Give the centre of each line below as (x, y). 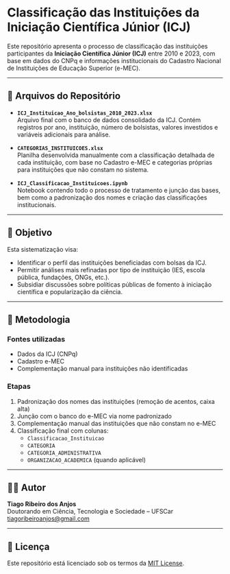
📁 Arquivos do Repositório (64, 96)
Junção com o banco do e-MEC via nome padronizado (94, 416)
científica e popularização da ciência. (70, 291)
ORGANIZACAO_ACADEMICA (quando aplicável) (86, 459)
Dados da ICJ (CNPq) (47, 354)
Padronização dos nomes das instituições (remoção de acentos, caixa (116, 401)
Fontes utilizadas (36, 339)
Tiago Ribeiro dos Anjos (42, 504)
